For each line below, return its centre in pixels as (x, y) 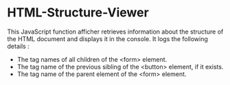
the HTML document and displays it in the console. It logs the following (107, 38)
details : (18, 46)
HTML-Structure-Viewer (78, 13)
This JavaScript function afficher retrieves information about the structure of (115, 32)
